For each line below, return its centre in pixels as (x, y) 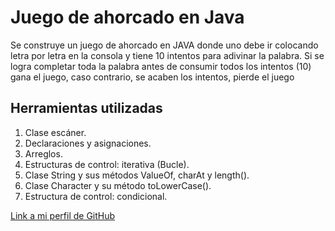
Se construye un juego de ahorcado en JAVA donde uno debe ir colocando (164, 45)
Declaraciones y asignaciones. (88, 143)
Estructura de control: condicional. (96, 196)
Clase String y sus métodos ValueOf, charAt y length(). (137, 175)
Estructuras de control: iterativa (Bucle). (107, 164)
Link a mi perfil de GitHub (63, 215)
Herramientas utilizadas (86, 108)
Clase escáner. (55, 132)
